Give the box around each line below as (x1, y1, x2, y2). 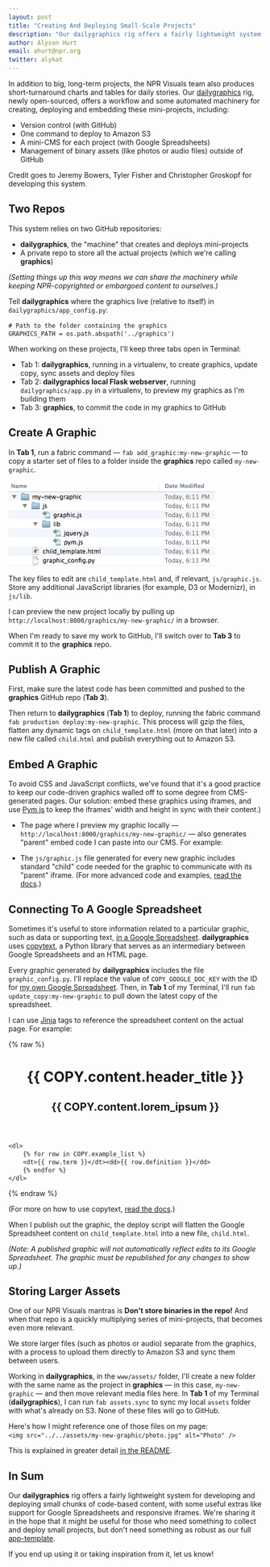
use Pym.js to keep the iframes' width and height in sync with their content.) (8, 805, 262, 815)
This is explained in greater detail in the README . (8, 1446, 172, 1455)
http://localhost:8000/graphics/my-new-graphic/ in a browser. (8, 615, 219, 625)
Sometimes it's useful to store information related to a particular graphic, (8, 924, 250, 933)
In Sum (8, 1469, 44, 1483)
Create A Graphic (8, 426, 97, 440)
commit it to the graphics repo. (8, 639, 112, 649)
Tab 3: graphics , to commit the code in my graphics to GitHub (19, 402, 226, 412)
